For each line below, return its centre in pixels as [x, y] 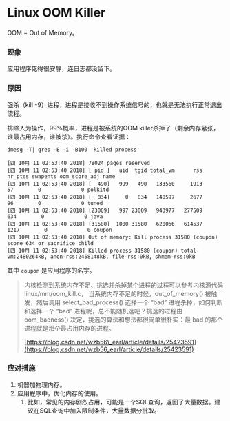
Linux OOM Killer [56, 13]
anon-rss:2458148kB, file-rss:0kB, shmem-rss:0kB [123, 257]
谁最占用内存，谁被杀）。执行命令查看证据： [69, 137]
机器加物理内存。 [41, 384]
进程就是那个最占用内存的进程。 [69, 328]
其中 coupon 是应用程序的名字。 [51, 270]
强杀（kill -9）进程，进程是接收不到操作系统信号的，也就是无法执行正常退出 [115, 104]
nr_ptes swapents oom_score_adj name [61, 176]
